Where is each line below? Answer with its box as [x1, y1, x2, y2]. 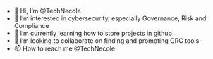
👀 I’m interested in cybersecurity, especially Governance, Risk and [13, 14, 207, 22]
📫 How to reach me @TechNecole [13, 44, 115, 53]
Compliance [13, 22, 49, 29]
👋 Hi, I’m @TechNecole [13, 7, 81, 15]
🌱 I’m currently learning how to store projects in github [13, 29, 173, 37]
